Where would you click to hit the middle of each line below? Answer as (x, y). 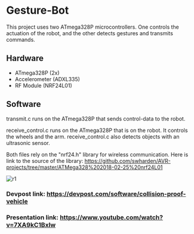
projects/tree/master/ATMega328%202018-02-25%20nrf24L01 (84, 167)
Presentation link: (32, 217)
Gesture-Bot (38, 10)
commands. (21, 39)
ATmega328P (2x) (37, 73)
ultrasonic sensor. (28, 143)
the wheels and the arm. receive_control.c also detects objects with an (93, 136)
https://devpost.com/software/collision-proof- (116, 194)
